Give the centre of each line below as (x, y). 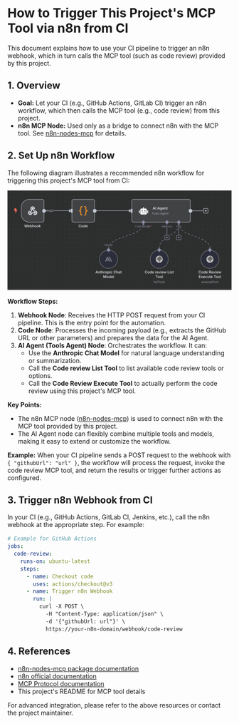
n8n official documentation (57, 676)
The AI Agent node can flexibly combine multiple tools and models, (116, 434)
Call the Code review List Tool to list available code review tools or (126, 368)
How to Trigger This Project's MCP (111, 13)
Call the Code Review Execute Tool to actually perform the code (123, 383)
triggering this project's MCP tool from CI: (69, 180)
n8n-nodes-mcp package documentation (78, 668)
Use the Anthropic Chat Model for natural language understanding (127, 353)
